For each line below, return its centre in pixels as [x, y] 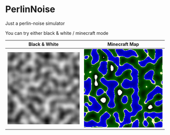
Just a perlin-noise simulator [35, 23]
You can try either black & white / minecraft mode [57, 33]
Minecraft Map [123, 44]
